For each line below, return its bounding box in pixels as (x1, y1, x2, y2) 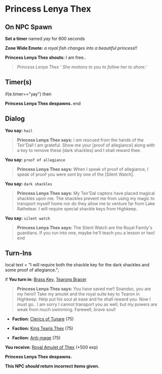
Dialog (5, 114, 25, 123)
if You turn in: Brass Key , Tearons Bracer (5, 277, 87, 282)
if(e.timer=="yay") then (5, 91, 52, 97)
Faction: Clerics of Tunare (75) (12, 316, 74, 322)
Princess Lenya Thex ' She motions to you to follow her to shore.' (16, 64, 147, 70)
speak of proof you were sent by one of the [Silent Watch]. (16, 171, 134, 177)
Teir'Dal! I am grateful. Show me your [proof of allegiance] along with (16, 142, 155, 148)
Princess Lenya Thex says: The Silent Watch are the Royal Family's (16, 224, 153, 230)
